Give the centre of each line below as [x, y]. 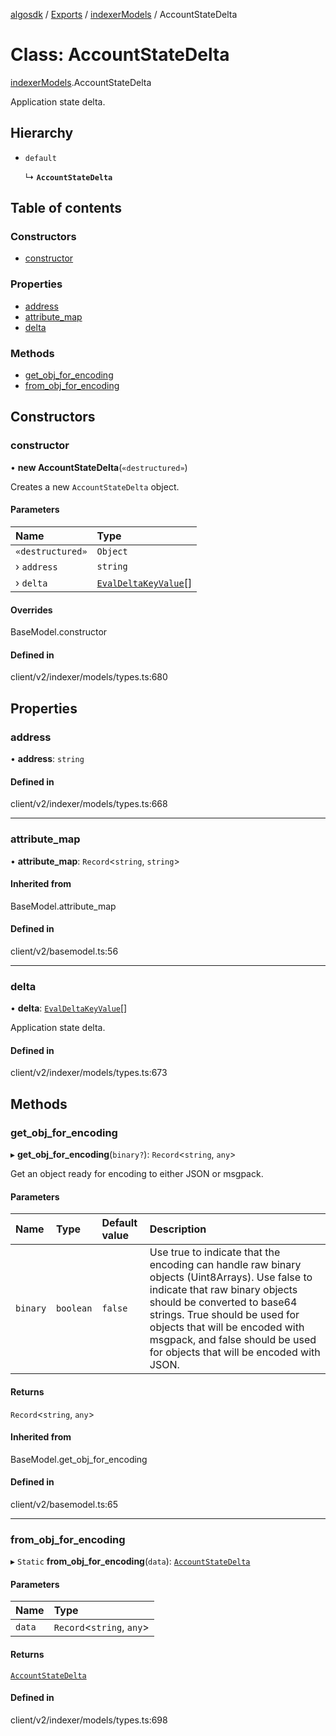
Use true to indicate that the [215, 1252]
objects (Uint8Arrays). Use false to [231, 1277]
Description [178, 1229]
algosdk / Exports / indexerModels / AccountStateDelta [124, 14]
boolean [74, 1308]
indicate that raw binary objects [223, 1290]
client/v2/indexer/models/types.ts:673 [89, 1073]
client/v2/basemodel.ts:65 [64, 1504]
